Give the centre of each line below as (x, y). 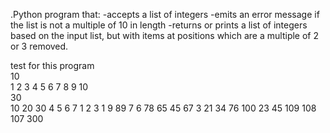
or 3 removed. (39, 46)
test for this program (52, 65)
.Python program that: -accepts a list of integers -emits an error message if (165, 14)
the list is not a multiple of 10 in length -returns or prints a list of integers (159, 25)
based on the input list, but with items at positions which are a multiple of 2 (164, 35)
